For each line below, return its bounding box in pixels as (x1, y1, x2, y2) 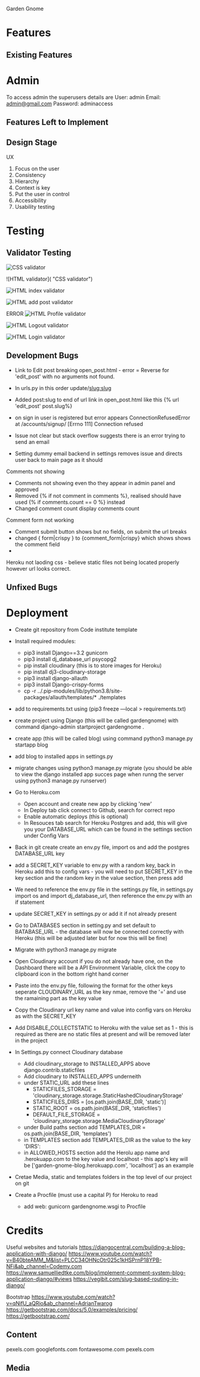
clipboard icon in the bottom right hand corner (14, 970, 129, 977)
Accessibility (14, 197, 47, 204)
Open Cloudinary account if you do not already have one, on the (14, 957, 173, 965)
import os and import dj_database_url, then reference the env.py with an (14, 892, 192, 899)
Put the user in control (14, 190, 70, 197)
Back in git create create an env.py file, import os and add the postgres (14, 843, 190, 851)
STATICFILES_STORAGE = (32, 1085, 97, 1092)
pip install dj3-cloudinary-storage (23, 668, 106, 675)
